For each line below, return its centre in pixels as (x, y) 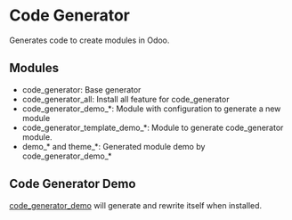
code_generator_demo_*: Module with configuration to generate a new (151, 109)
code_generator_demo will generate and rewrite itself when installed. (136, 205)
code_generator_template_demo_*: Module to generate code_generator (153, 127)
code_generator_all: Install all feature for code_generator (126, 99)
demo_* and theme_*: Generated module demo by (114, 146)
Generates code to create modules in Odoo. (89, 40)
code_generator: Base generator (81, 89)
